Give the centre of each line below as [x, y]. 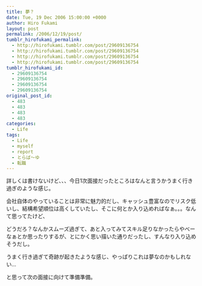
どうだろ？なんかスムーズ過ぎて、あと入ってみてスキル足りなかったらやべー [101, 229]
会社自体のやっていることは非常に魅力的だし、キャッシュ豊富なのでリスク [99, 201]
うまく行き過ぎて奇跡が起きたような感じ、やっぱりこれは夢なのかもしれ [96, 257]
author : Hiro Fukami [32, 23]
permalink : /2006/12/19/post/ [44, 34]
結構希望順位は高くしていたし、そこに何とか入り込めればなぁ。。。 [104, 209]
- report [23, 152]
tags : [13, 135]
